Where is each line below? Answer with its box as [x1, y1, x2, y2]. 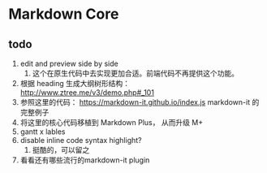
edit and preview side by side [19, 58, 119, 68]
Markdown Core [8, 5, 119, 24]
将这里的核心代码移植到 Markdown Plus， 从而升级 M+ [19, 118, 204, 127]
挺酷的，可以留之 [32, 145, 90, 154]
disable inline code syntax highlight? [19, 136, 142, 145]
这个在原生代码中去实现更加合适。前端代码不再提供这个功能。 [32, 68, 239, 78]
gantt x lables [19, 127, 66, 136]
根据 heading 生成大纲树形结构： [19, 79, 130, 88]
